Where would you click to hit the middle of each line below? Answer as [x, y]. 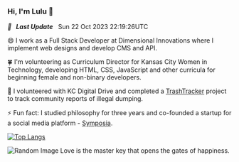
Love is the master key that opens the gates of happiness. [145, 151]
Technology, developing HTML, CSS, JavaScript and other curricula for [111, 70]
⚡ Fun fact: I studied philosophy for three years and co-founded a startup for [119, 113]
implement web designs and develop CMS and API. [83, 48]
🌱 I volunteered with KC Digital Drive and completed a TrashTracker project [117, 91]
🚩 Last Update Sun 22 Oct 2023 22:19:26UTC [78, 27]
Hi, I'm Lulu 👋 [31, 11]
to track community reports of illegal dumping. [75, 99]
